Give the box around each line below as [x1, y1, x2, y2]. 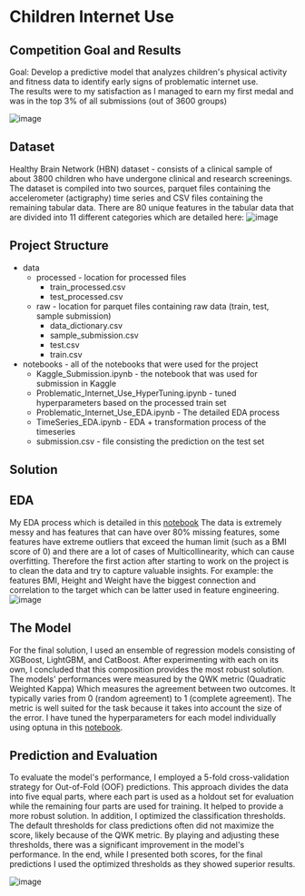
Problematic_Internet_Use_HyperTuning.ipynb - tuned [35, 388, 237, 399]
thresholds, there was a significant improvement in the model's [9, 840, 245, 851]
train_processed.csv [49, 281, 126, 292]
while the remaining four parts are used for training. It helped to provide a [9, 801, 284, 812]
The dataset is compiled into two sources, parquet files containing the [9, 182, 271, 193]
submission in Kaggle [35, 378, 116, 389]
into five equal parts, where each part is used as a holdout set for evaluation [9, 792, 294, 802]
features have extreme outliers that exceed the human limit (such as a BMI [9, 536, 288, 546]
